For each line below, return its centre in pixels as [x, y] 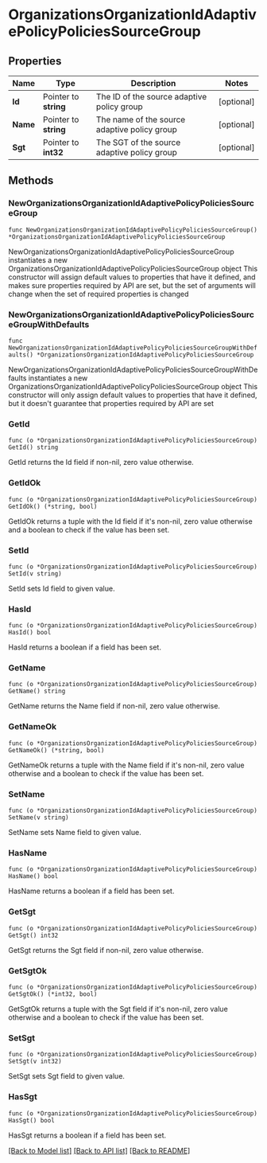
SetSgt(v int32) [35, 1062]
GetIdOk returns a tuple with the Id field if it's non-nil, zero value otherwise [130, 521]
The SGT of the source [138, 142]
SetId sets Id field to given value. [62, 588]
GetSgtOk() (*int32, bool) [53, 994]
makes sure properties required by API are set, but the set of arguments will [132, 285]
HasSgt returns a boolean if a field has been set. [87, 1135]
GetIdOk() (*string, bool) [53, 506]
